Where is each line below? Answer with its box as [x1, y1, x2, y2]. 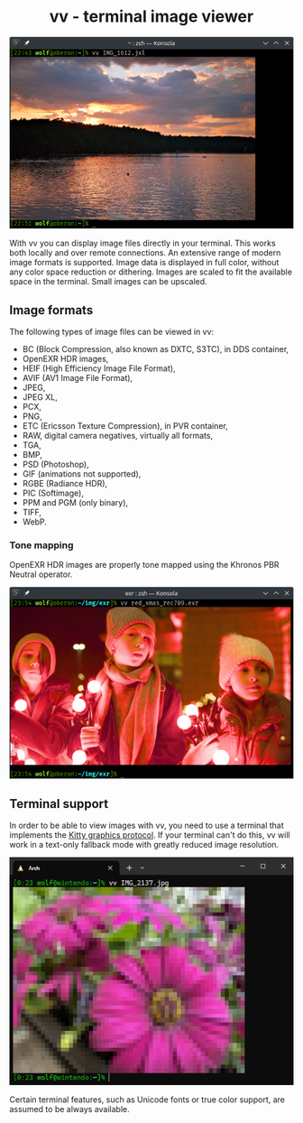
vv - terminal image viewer [49, 6, 254, 27]
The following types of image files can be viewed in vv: [9, 326, 215, 337]
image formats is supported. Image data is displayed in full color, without [9, 257, 280, 268]
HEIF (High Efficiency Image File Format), [22, 363, 176, 374]
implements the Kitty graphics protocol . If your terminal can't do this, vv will [9, 830, 290, 840]
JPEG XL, [22, 391, 59, 403]
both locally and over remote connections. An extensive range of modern [9, 247, 281, 258]
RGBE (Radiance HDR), [22, 478, 108, 488]
